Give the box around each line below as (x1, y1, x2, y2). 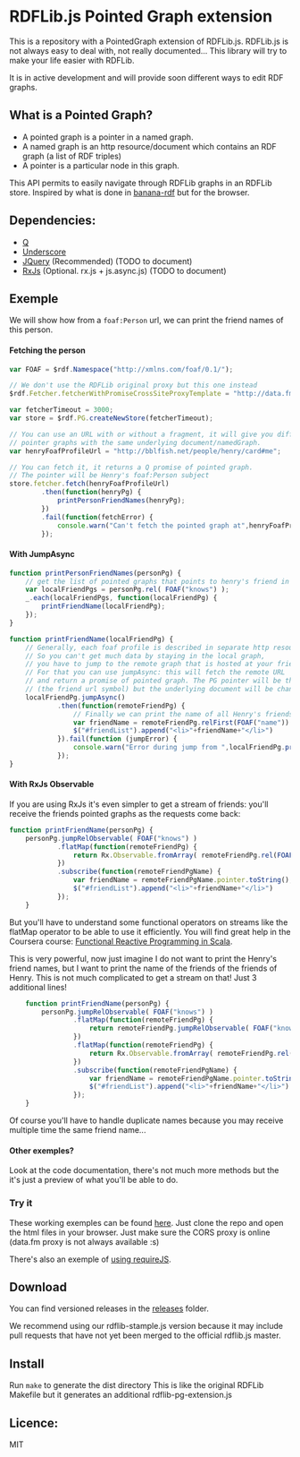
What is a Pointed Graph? (9, 107, 154, 123)
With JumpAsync (9, 549, 76, 560)
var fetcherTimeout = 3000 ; (9, 406, 114, 415)
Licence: (9, 1415, 59, 1430)
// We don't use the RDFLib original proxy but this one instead (9, 381, 257, 390)
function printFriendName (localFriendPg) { (9, 634, 174, 644)
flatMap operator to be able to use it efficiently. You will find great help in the (9, 926, 291, 937)
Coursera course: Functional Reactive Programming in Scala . (9, 936, 233, 947)
